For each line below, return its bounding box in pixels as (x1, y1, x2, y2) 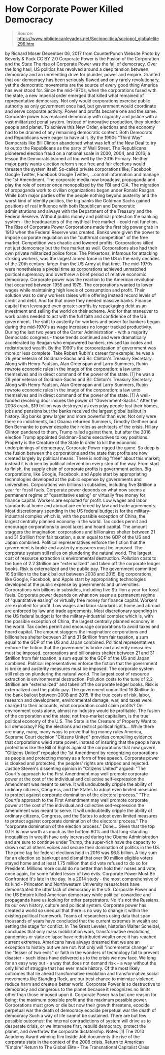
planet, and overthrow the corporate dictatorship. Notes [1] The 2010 (5, 1028, 144, 1034)
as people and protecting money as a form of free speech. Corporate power (5, 755, 159, 761)
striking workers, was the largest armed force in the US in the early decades (5, 255, 160, 261)
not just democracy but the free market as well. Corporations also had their (5, 245, 158, 251)
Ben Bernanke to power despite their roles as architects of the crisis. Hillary (5, 424, 159, 430)
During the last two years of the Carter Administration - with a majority (5, 329, 148, 335)
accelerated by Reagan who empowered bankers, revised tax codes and (5, 339, 152, 345)
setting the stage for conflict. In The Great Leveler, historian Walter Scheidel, (5, 923, 161, 929)
